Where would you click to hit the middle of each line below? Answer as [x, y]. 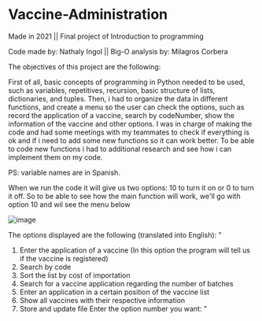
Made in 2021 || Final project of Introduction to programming [106, 36]
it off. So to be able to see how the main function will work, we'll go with [125, 196]
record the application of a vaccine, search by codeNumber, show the [121, 115]
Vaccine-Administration [88, 15]
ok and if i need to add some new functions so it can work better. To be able [131, 140]
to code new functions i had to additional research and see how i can [120, 149]
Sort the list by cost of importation [75, 275]
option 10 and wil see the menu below [70, 204]
